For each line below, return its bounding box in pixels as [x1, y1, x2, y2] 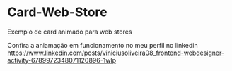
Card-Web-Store [7, 4, 108, 20]
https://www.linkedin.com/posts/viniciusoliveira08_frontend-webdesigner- [7, 49, 225, 57]
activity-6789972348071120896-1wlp [7, 56, 117, 64]
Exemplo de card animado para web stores [7, 27, 132, 36]
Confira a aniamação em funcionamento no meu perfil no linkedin [7, 41, 198, 49]
